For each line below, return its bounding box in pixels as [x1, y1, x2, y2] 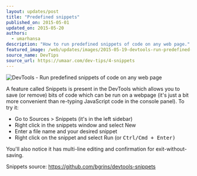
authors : [6, 31, 28, 36]
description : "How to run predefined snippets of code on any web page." [6, 42, 191, 48]
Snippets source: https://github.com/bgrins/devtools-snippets [6, 163, 156, 170]
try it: [6, 104, 19, 111]
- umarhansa [11, 36, 41, 42]
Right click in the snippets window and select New [14, 121, 137, 128]
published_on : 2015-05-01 [6, 19, 69, 25]
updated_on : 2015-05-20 [6, 25, 64, 31]
